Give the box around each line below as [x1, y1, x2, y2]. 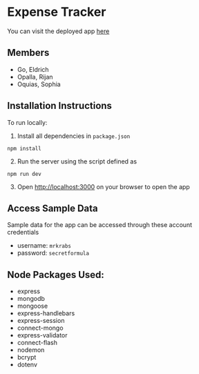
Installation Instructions [7, 100, 113, 112]
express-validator [17, 331, 68, 339]
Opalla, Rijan [17, 72, 53, 81]
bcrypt [17, 353, 37, 362]
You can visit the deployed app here [7, 27, 110, 35]
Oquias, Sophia [17, 80, 61, 88]
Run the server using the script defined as [17, 157, 137, 166]
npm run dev [7, 170, 41, 177]
